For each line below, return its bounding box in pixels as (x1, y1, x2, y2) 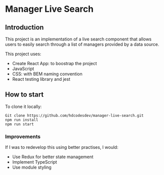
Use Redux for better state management (12, 154, 94, 160)
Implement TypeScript (12, 159, 57, 165)
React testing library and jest (12, 76, 70, 82)
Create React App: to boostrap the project (12, 61, 97, 66)
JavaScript (12, 66, 34, 71)
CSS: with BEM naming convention (12, 71, 82, 77)
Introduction (5, 23, 44, 32)
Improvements (5, 133, 41, 140)
